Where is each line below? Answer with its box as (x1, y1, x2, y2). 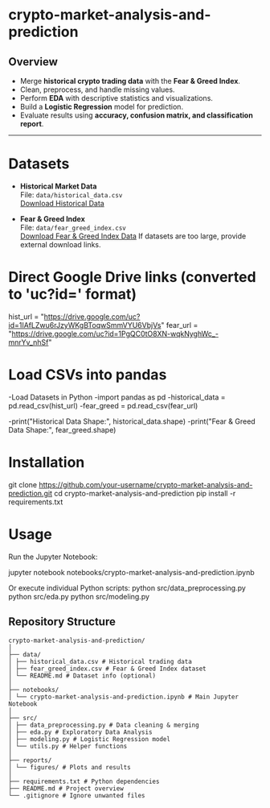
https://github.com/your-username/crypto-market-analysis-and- (39, 479, 253, 489)
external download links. (19, 239, 102, 249)
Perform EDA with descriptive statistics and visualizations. (19, 93, 213, 102)
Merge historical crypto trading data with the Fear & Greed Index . (19, 77, 241, 85)
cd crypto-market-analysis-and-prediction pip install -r (53, 488, 236, 498)
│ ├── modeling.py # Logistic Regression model (8, 735, 171, 743)
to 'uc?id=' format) (8, 285, 137, 304)
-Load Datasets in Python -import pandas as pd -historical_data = (8, 392, 227, 402)
